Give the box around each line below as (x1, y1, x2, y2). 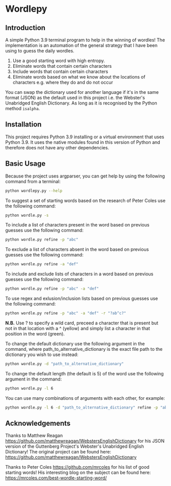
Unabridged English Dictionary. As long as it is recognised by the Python (5, 100, 157, 106)
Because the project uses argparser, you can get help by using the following (5, 173, 165, 179)
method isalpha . (5, 106, 40, 111)
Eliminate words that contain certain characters (12, 63, 112, 69)
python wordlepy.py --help (5, 188, 63, 193)
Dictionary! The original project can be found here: (5, 449, 111, 455)
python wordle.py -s (5, 213, 49, 218)
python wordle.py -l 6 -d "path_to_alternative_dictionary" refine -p (5, 405, 158, 410)
